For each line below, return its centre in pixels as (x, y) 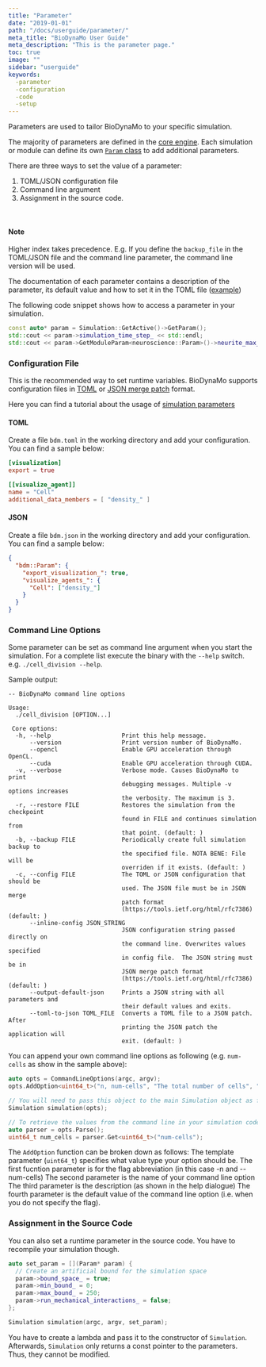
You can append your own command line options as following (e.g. (117, 1056)
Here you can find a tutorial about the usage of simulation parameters (122, 405)
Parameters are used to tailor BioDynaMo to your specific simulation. (120, 127)
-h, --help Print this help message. (111, 736)
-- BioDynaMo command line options (67, 694)
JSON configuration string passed (179, 930)
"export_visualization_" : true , (76, 573)
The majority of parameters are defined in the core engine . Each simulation (131, 142)
